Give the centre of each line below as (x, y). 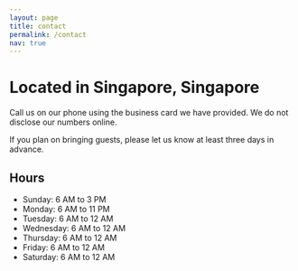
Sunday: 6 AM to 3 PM (64, 199)
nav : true (28, 43)
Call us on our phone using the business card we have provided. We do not (149, 113)
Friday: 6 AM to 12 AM (64, 248)
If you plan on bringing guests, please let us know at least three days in (142, 140)
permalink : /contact (48, 34)
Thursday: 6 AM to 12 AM (70, 238)
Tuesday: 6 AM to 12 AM (68, 219)
